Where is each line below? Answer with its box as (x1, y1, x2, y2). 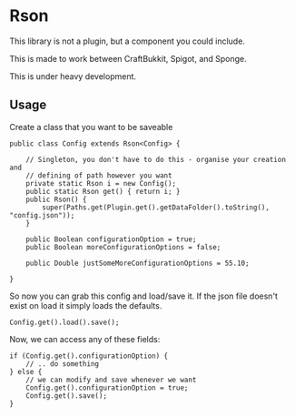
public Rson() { (25, 195, 88, 204)
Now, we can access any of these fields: (9, 333, 161, 344)
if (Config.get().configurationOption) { (9, 351, 169, 361)
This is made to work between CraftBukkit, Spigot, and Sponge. (9, 53, 247, 64)
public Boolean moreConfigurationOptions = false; (25, 242, 221, 251)
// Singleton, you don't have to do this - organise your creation (25, 155, 286, 164)
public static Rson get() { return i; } (25, 187, 181, 196)
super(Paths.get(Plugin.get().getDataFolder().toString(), (42, 202, 270, 212)
